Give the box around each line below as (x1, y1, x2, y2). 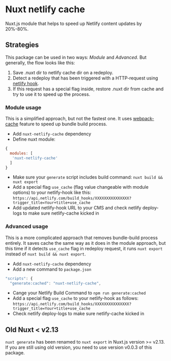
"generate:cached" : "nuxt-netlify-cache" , (10, 280, 101, 286)
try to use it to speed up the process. (12, 91, 91, 97)
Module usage (5, 104, 42, 111)
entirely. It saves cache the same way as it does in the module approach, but (5, 240, 166, 246)
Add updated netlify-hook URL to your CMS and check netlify (12, 205, 141, 211)
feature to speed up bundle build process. (19, 121, 107, 127)
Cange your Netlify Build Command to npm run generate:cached (12, 290, 146, 296)
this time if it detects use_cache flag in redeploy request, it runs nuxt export (5, 245, 163, 251)
